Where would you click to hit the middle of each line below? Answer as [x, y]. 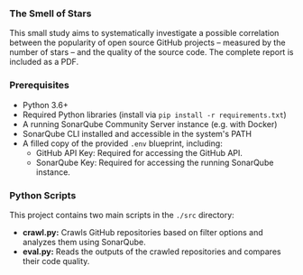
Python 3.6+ [46, 105]
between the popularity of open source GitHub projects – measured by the [147, 42]
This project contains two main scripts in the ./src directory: [122, 215]
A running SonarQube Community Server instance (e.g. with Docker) [150, 124]
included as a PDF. [44, 62]
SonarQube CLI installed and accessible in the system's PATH [137, 133]
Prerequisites [39, 86]
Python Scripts [43, 195]
